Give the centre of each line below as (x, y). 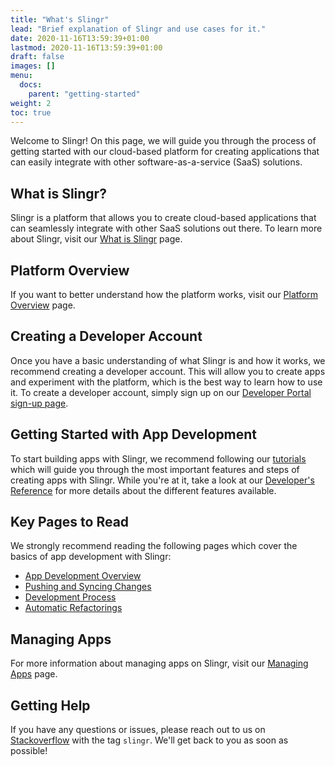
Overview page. (43, 305)
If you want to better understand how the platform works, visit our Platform (164, 294)
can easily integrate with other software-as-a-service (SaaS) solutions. (156, 162)
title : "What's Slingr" (60, 19)
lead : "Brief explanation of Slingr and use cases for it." (138, 29)
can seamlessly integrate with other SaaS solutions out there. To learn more (166, 228)
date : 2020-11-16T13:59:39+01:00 (80, 38)
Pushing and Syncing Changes (88, 587)
